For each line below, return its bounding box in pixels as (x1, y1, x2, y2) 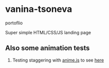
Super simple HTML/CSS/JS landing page (5, 29, 91, 35)
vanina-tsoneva (5, 3, 72, 15)
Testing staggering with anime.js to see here (12, 57, 104, 63)
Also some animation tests (5, 44, 90, 53)
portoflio (5, 20, 23, 26)
